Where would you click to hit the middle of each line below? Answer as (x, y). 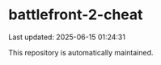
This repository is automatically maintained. (81, 52)
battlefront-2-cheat (76, 15)
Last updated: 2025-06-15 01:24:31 (67, 37)
